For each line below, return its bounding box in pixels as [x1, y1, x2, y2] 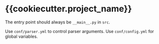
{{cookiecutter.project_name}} [5, 3, 132, 14]
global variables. [5, 33, 38, 39]
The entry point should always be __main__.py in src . [5, 19, 110, 25]
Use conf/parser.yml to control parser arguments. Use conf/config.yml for [5, 28, 154, 34]
